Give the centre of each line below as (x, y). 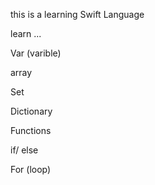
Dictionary (31, 111)
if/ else (24, 150)
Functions (31, 130)
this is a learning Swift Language (77, 14)
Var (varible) (36, 53)
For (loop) (31, 169)
